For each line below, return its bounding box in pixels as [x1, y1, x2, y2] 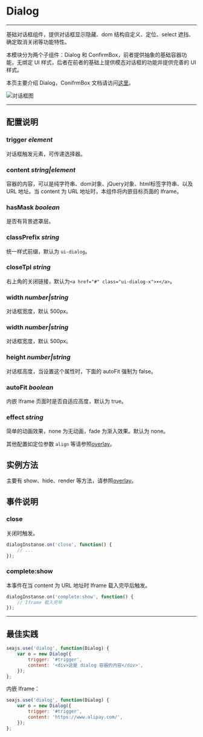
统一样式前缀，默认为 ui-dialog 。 [6, 247, 91, 255]
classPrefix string [6, 233, 59, 241]
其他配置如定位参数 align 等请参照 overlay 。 [6, 441, 115, 448]
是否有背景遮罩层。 [6, 218, 54, 225]
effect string [6, 413, 43, 421]
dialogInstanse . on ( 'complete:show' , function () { [6, 594, 134, 600]
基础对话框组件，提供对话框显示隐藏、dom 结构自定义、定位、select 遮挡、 [6, 30, 195, 38]
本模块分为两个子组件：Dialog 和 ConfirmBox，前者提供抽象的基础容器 [6, 51, 182, 58]
